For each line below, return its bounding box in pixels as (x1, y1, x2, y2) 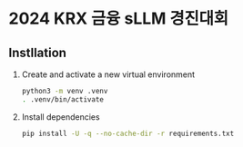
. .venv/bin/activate (21, 94, 104, 104)
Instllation (8, 44, 67, 60)
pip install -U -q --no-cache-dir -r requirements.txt (21, 129, 235, 138)
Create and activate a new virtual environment (21, 69, 196, 80)
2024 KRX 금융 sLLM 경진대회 (8, 8, 229, 29)
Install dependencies (21, 111, 101, 122)
